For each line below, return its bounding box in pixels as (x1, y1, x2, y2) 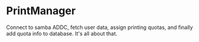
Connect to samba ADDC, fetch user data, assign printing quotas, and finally (6, 24, 193, 31)
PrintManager (6, 4, 76, 18)
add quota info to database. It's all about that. (6, 30, 118, 37)
